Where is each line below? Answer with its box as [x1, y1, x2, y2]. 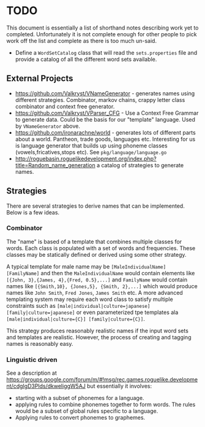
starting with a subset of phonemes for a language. [15, 394, 144, 402]
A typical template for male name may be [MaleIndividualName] [6, 262, 166, 270]
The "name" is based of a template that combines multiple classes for [6, 238, 182, 245]
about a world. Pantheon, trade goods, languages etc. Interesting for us [15, 135, 196, 143]
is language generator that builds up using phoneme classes [15, 142, 168, 149]
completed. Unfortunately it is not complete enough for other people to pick [6, 30, 197, 37]
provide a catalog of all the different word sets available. [15, 55, 157, 63]
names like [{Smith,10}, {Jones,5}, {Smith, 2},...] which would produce [6, 282, 198, 289]
